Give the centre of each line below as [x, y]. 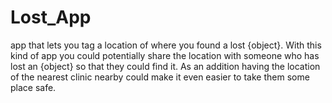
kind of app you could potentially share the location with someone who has [165, 55]
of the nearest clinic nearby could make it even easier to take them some [160, 77]
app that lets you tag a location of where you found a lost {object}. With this [166, 45]
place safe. [33, 87]
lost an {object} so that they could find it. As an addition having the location [165, 66]
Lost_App [51, 17]
